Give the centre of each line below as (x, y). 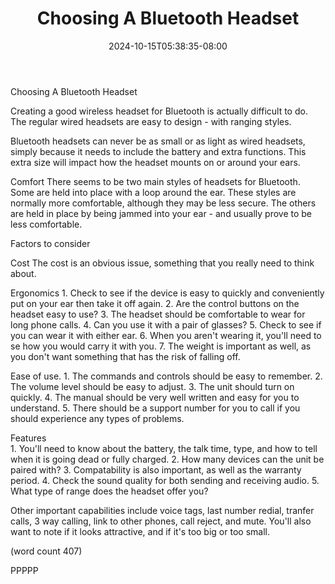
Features (28, 438)
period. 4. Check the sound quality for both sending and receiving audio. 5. (165, 480)
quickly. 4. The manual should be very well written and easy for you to (155, 397)
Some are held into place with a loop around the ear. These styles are (153, 192)
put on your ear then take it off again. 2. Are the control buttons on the (155, 303)
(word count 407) (46, 551)
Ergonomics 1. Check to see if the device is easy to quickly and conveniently (167, 293)
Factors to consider (50, 243)
